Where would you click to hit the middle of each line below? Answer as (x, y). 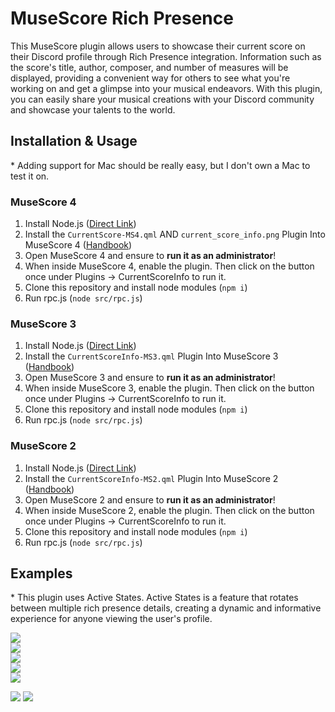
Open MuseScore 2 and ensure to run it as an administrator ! (150, 499)
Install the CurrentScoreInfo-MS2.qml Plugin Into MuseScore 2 (151, 478)
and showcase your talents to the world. (93, 109)
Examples (41, 573)
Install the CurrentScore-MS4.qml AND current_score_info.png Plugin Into (175, 234)
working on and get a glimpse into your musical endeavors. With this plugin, (166, 88)
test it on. (30, 176)
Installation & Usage (74, 141)
